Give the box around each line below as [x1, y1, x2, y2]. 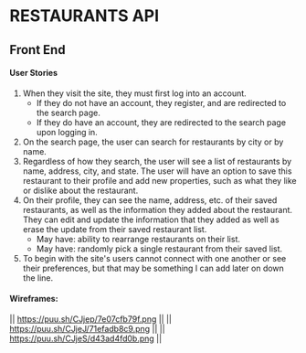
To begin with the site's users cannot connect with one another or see [22, 252, 287, 263]
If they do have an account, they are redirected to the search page [36, 116, 286, 128]
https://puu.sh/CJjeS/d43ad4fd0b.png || [9, 333, 163, 344]
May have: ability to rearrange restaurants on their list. [36, 233, 240, 244]
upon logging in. [36, 126, 98, 137]
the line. [22, 272, 54, 283]
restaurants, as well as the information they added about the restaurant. [22, 204, 293, 215]
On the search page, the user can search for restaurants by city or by [22, 136, 284, 147]
